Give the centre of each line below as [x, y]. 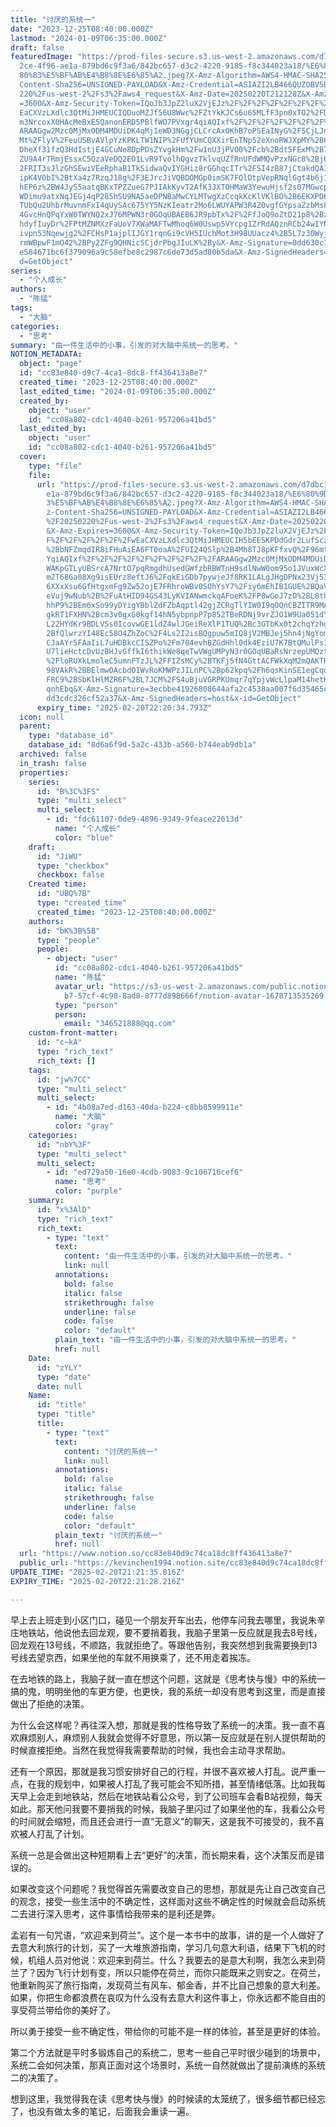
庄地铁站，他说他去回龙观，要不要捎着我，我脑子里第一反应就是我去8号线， [166, 1632]
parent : [35, 726]
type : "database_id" [71, 736]
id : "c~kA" [59, 1042]
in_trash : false [53, 763]
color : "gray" [84, 1126]
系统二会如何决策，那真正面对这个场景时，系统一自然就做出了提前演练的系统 [168, 2065]
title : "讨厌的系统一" [53, 19]
